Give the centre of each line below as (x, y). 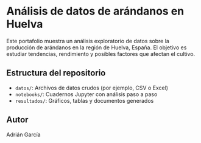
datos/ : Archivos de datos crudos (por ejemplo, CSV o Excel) (92, 88)
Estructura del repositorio (56, 73)
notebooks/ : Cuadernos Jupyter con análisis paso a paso (86, 94)
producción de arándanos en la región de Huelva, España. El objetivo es (97, 47)
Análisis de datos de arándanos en (95, 11)
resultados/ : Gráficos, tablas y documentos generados (84, 100)
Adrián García (23, 134)
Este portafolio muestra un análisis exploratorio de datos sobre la (88, 41)
